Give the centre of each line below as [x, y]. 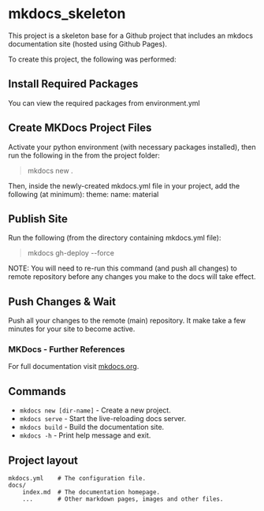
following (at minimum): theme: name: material [84, 194]
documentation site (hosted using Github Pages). [88, 43]
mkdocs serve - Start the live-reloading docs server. [103, 419]
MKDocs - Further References [67, 349]
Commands [37, 391]
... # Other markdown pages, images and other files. [123, 499]
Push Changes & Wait [62, 302]
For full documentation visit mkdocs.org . [74, 367]
